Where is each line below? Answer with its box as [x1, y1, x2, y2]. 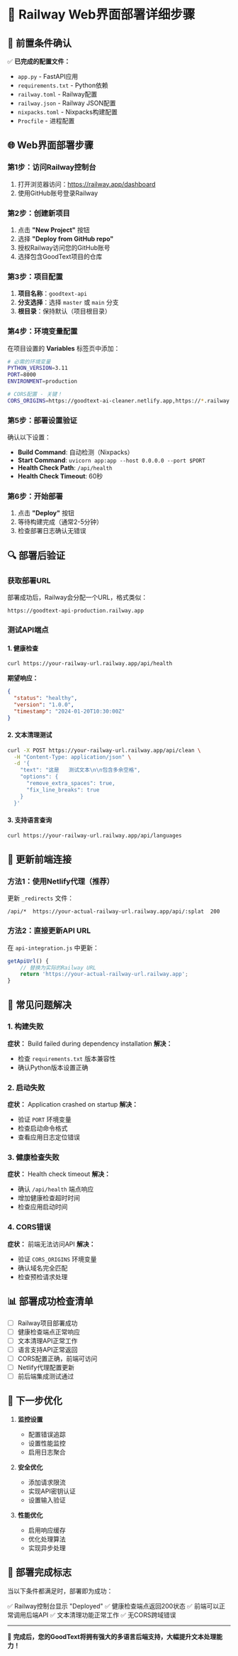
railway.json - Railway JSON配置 [17, 99, 116, 107]
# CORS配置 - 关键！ [7, 391, 62, 398]
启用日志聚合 [28, 1447, 66, 1456]
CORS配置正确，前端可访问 [17, 1354, 98, 1363]
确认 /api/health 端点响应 [17, 1185, 94, 1193]
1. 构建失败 [7, 1021, 44, 1031]
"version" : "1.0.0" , [13, 701, 74, 708]
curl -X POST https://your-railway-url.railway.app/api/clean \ [7, 747, 201, 754]
